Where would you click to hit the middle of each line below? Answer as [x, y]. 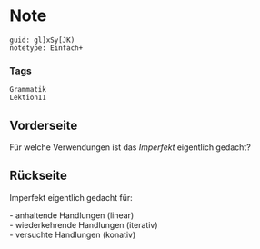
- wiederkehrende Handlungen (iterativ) [84, 224]
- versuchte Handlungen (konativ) [73, 234]
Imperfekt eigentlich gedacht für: [71, 197]
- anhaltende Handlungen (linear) [72, 215]
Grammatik [28, 90]
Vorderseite [44, 125]
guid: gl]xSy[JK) [42, 40]
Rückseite [39, 176]
